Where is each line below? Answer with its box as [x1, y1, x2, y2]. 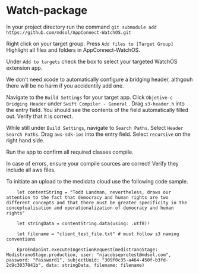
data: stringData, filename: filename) [46, 262, 145, 268]
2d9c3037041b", [6, 262, 44, 268]
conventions [6, 236, 36, 242]
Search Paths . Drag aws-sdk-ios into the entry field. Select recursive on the [6, 130, 191, 138]
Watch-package [6, 4, 88, 17]
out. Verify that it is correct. [6, 113, 73, 120]
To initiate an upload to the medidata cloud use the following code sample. [6, 178, 188, 185]
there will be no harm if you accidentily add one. [6, 82, 124, 89]
